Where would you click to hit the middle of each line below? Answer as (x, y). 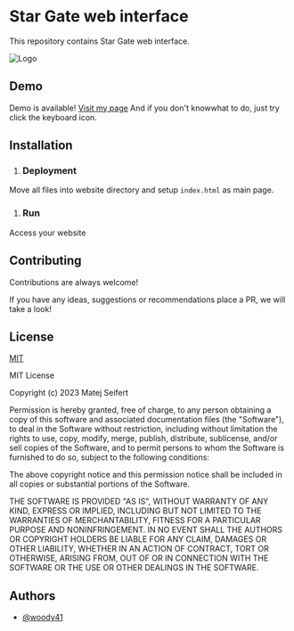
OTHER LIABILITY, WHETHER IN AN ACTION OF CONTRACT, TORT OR (139, 549)
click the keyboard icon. (53, 117)
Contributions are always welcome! (74, 282)
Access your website (48, 233)
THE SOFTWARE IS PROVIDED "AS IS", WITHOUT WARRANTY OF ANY (139, 502)
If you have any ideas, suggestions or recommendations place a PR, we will (147, 299)
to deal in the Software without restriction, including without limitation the (143, 429)
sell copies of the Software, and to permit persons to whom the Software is (147, 448)
